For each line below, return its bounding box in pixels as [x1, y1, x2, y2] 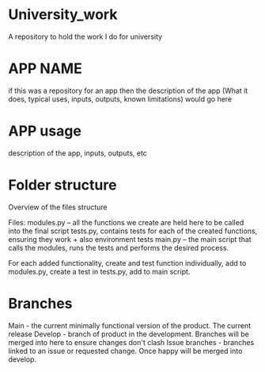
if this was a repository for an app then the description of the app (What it [8, 86, 248, 95]
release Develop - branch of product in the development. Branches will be [8, 329, 249, 339]
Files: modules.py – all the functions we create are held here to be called [8, 217, 244, 227]
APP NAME [8, 59, 83, 78]
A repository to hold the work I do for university [8, 32, 163, 41]
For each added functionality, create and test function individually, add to [8, 258, 247, 267]
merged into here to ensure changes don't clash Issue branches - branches [8, 337, 255, 347]
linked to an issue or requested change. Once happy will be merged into [8, 346, 243, 355]
